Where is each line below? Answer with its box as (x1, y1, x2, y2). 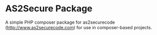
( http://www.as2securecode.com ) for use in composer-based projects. (5, 24, 152, 30)
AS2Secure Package (5, 3, 93, 14)
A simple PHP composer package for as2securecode (5, 19, 115, 25)
